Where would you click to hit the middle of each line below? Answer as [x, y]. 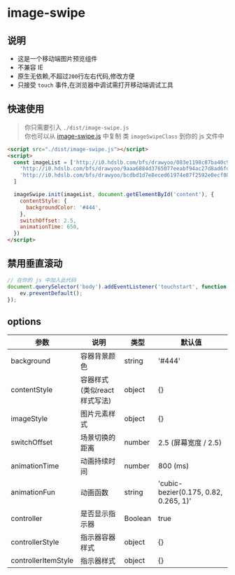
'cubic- [170, 483]
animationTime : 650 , [50, 227]
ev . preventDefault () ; [51, 293]
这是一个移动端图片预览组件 [57, 58]
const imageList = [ [43, 162]
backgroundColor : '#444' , [63, 207]
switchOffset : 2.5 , [48, 221]
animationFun [33, 492]
